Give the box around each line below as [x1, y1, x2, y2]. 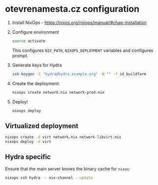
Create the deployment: [12, 80, 60, 86]
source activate [12, 38, 45, 44]
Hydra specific [5, 153, 51, 161]
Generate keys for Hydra [12, 62, 62, 68]
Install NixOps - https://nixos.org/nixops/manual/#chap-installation [12, 20, 147, 25]
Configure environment [12, 29, 59, 35]
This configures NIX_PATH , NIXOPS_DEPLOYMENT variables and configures [12, 47, 154, 53]
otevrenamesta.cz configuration [5, 3, 139, 15]
